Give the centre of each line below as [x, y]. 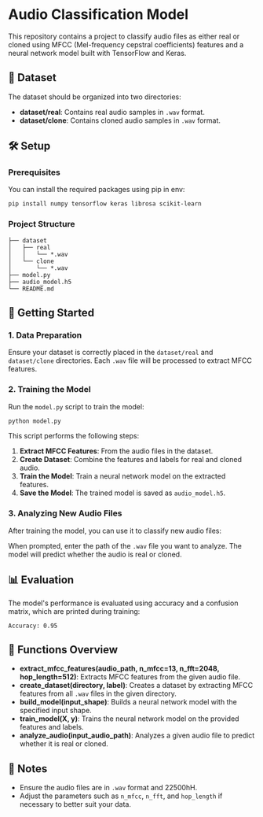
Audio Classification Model [99, 15]
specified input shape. [55, 711]
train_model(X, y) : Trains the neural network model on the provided [129, 719]
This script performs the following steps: [74, 436]
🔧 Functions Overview [63, 650]
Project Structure [42, 224]
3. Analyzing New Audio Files [65, 513]
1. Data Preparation [45, 335]
